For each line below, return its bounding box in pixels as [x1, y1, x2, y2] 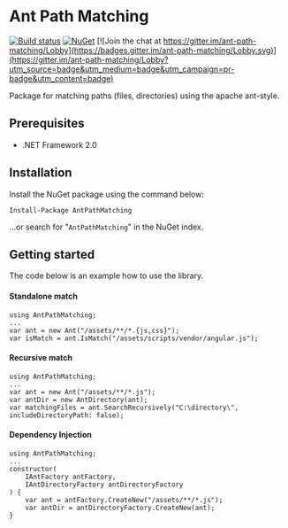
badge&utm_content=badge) [9, 73, 114, 83]
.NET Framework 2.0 [21, 139, 97, 150]
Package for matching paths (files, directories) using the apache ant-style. [9, 90, 280, 101]
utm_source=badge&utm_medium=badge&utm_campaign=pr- [9, 64, 235, 74]
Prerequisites [9, 116, 85, 131]
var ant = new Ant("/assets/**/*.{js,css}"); [9, 326, 179, 335]
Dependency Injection [9, 430, 93, 440]
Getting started [9, 246, 95, 262]
